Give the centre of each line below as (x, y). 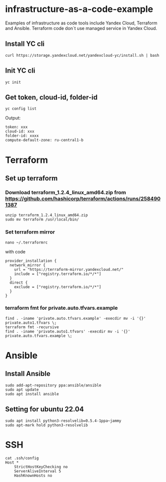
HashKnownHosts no (33, 476)
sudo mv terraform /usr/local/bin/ (42, 220)
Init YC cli (20, 71)
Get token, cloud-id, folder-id (52, 97)
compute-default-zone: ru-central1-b (44, 140)
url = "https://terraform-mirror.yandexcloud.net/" (69, 269)
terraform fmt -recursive (32, 327)
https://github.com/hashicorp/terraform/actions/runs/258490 (83, 199)
